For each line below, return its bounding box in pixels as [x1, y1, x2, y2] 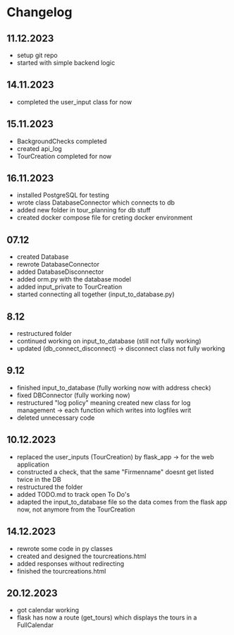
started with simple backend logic [16, 59, 116, 67]
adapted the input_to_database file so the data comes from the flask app [16, 497, 228, 506]
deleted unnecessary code [16, 413, 95, 422]
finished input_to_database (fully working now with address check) [16, 383, 211, 392]
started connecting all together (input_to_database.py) [16, 290, 175, 298]
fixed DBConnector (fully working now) [16, 391, 131, 399]
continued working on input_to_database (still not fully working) [16, 337, 202, 346]
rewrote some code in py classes [16, 544, 113, 552]
